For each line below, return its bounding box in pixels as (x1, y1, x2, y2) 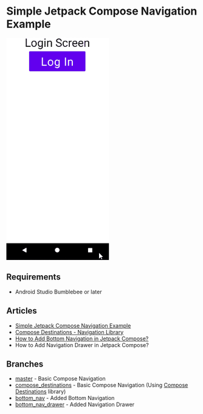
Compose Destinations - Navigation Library (15, 328, 124, 335)
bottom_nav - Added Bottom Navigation (15, 395, 115, 402)
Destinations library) (15, 388, 66, 395)
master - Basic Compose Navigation (15, 375, 106, 382)
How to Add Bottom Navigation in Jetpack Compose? (15, 335, 149, 342)
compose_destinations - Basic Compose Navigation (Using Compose (15, 382, 188, 389)
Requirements (6, 272, 61, 282)
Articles (6, 306, 38, 316)
